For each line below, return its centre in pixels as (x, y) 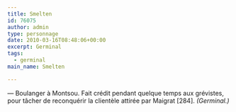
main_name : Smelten (36, 67)
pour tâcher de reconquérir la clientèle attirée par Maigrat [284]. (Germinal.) (118, 101)
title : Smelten (30, 14)
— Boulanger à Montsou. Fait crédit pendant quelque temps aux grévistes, (116, 93)
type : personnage (33, 34)
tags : (15, 54)
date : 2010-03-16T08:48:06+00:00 (57, 40)
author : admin (28, 27)
